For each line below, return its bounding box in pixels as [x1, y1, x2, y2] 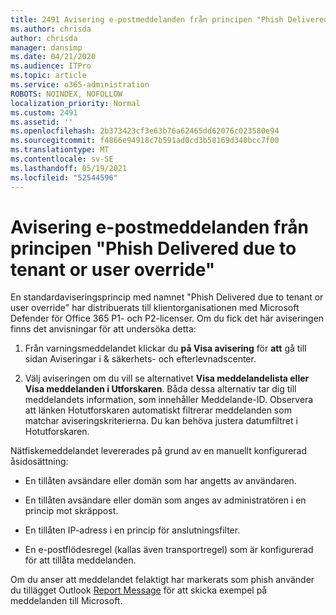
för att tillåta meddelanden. [24, 554, 137, 566]
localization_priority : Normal [10, 98, 141, 108]
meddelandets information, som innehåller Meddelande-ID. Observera [24, 394, 314, 406]
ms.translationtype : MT [10, 145, 110, 155]
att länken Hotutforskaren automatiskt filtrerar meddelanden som [24, 404, 292, 416]
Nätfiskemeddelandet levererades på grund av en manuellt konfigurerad [10, 445, 308, 457]
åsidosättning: [10, 456, 69, 468]
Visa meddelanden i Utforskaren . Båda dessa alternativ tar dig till [24, 383, 297, 395]
